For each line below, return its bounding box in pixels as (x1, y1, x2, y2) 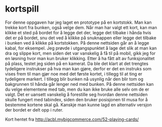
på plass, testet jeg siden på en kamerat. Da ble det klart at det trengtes (5, 61, 148, 66)
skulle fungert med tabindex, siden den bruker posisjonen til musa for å (5, 96, 148, 102)
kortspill (5, 3, 39, 15)
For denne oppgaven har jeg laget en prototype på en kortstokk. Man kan (5, 19, 152, 25)
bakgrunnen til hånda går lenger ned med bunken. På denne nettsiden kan (5, 81, 154, 87)
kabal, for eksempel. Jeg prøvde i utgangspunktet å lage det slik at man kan (5, 45, 157, 51)
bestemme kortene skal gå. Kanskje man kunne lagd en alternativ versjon (5, 102, 152, 108)
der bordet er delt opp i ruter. (5, 107, 63, 112)
